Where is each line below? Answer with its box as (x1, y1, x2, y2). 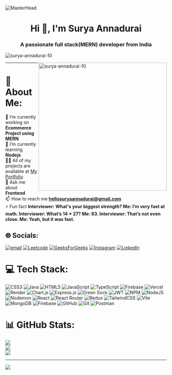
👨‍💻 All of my (5, 158, 32, 164)
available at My (5, 168, 37, 174)
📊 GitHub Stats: (5, 319, 75, 331)
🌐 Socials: (5, 231, 39, 240)
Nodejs (5, 152, 21, 158)
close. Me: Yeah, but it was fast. (5, 216, 75, 223)
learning (5, 146, 23, 153)
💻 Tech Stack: (5, 263, 69, 275)
